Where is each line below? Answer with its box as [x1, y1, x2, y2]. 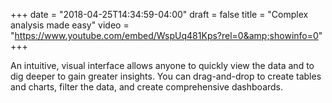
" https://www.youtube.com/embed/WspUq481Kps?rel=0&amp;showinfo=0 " [10, 30, 323, 41]
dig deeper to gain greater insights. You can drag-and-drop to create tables [10, 70, 322, 82]
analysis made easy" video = [10, 19, 130, 31]
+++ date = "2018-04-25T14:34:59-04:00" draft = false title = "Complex [10, 9, 309, 20]
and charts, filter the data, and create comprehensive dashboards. [10, 81, 284, 93]
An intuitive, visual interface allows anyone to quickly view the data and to [10, 60, 315, 71]
